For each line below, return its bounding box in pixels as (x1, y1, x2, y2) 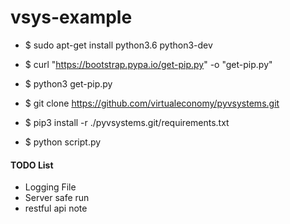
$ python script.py (24, 136, 102, 148)
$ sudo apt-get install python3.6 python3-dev (24, 39, 213, 51)
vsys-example (10, 6, 133, 29)
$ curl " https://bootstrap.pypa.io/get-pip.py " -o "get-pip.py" (24, 58, 273, 70)
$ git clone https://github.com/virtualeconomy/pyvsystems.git (24, 97, 280, 109)
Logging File (24, 181, 77, 193)
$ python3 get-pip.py (24, 77, 113, 90)
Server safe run (24, 192, 90, 204)
